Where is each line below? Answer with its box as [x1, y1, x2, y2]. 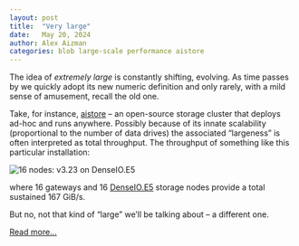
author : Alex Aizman [9, 38, 88, 48]
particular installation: [9, 147, 91, 158]
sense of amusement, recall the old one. [9, 91, 160, 102]
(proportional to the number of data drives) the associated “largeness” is [9, 128, 281, 138]
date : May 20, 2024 [9, 30, 92, 39]
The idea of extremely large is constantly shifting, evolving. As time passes [9, 71, 290, 82]
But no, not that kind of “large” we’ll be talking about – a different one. [9, 209, 269, 220]
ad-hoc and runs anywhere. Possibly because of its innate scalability [9, 118, 267, 129]
